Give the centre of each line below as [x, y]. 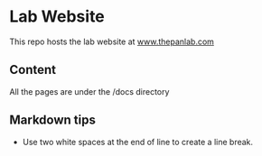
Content [33, 70]
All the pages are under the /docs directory [89, 91]
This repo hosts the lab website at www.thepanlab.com [112, 41]
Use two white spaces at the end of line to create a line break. [138, 142]
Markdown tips [53, 120]
